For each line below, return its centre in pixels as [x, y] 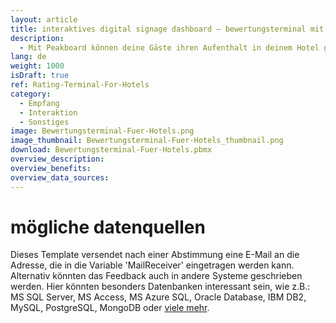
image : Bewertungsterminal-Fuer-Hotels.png [102, 131]
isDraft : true [40, 76]
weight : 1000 [37, 66]
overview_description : [57, 159]
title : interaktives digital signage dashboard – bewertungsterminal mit [167, 29]
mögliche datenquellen [108, 227]
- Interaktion [48, 112]
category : [31, 94]
